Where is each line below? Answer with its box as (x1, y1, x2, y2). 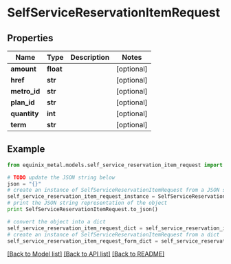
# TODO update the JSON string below (7, 174, 115, 181)
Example (7, 143, 45, 155)
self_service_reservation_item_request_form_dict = (7, 237, 158, 245)
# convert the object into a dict (7, 218, 107, 225)
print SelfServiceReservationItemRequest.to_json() (7, 206, 158, 213)
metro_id (10, 87, 41, 96)
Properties (7, 32, 54, 44)
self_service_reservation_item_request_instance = (7, 193, 155, 200)
